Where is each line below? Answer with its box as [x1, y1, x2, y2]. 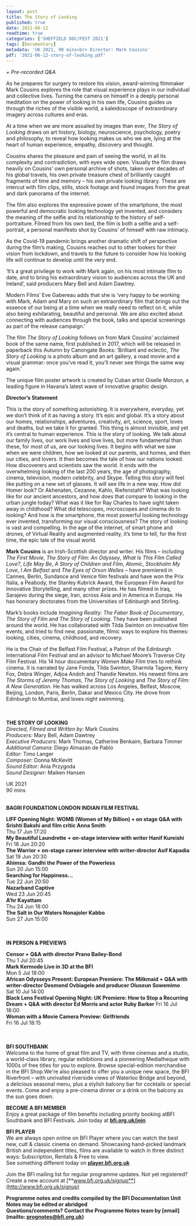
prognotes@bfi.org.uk [26, 1213, 82, 1220]
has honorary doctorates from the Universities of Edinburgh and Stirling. [6, 597, 180, 604]
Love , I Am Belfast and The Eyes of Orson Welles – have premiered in [6, 566, 173, 573]
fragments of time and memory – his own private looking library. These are [6, 177, 186, 184]
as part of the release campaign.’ [6, 322, 86, 329]
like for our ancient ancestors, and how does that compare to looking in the [6, 492, 187, 499]
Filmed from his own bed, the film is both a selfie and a [34, 219, 167, 227]
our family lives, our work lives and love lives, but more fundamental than [6, 437, 183, 444]
